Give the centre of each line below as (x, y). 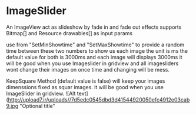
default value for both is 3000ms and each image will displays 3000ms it (94, 57)
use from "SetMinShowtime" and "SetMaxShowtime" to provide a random (95, 45)
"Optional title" (37, 106)
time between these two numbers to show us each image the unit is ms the (97, 50)
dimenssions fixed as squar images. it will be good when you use (85, 87)
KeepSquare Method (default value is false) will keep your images (86, 81)
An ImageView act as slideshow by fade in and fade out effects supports (94, 27)
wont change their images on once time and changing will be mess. (88, 69)
